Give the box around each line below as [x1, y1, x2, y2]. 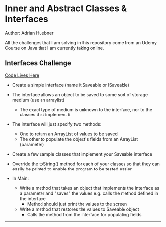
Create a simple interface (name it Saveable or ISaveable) [12, 82, 130, 88]
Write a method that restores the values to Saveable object [19, 206, 139, 212]
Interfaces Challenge [5, 59, 72, 67]
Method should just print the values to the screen [27, 201, 127, 207]
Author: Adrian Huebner [5, 30, 54, 36]
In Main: [12, 175, 29, 181]
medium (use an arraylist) [12, 97, 65, 103]
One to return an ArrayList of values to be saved [19, 131, 118, 137]
